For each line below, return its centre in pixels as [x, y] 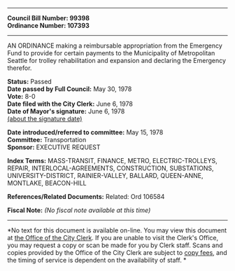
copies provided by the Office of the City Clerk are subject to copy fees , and [117, 252]
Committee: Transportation [47, 140]
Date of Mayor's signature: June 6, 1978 [66, 111]
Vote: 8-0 [22, 96]
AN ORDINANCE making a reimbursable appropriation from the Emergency [115, 46]
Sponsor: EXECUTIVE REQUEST [54, 147]
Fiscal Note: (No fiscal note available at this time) [79, 210]
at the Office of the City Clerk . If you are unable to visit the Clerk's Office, [113, 238]
